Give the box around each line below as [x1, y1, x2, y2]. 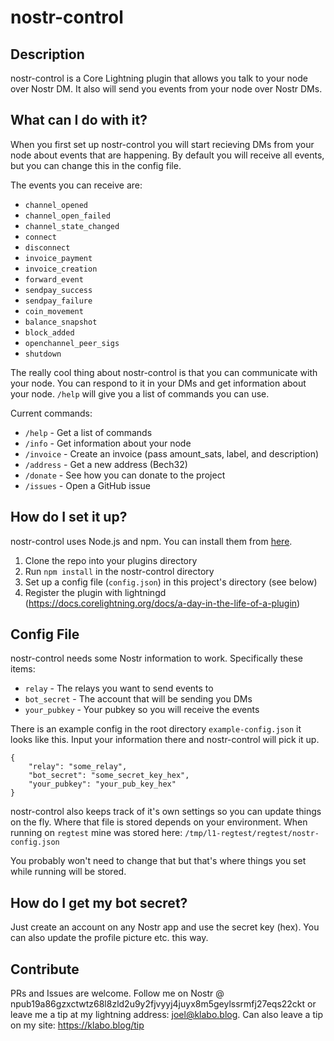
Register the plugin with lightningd [24, 586, 167, 598]
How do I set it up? [10, 509, 128, 526]
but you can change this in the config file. [10, 159, 182, 171]
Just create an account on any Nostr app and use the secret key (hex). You [10, 921, 320, 933]
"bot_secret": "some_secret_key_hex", [28, 771, 190, 781]
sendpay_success [24, 285, 93, 295]
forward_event [24, 274, 84, 285]
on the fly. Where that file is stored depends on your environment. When [10, 816, 308, 828]
